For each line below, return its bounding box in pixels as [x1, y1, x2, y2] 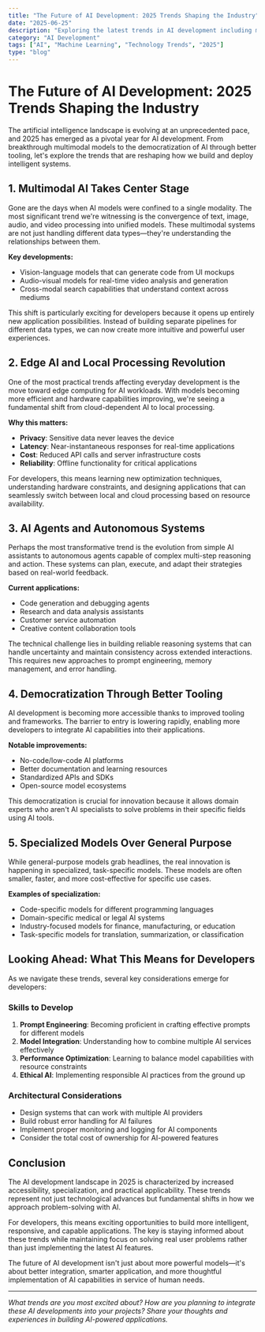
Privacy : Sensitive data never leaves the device [19, 433, 175, 442]
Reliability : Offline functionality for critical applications [19, 458, 197, 468]
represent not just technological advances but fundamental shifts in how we [8, 1194, 255, 1204]
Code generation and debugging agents [19, 598, 150, 608]
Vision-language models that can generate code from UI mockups [19, 267, 235, 277]
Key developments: [8, 252, 73, 261]
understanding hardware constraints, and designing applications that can [8, 482, 246, 491]
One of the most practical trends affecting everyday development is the [8, 377, 241, 386]
